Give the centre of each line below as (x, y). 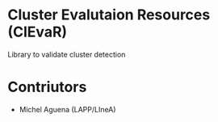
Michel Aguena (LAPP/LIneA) (67, 109)
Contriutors (47, 87)
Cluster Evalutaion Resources (109, 15)
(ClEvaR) (38, 32)
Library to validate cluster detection (67, 54)
